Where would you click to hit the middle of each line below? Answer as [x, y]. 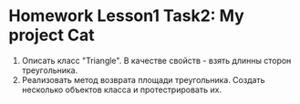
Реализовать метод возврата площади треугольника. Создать [143, 79]
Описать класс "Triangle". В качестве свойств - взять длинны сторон [156, 60]
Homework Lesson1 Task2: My [126, 16]
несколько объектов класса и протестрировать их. [122, 89]
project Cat [52, 35]
